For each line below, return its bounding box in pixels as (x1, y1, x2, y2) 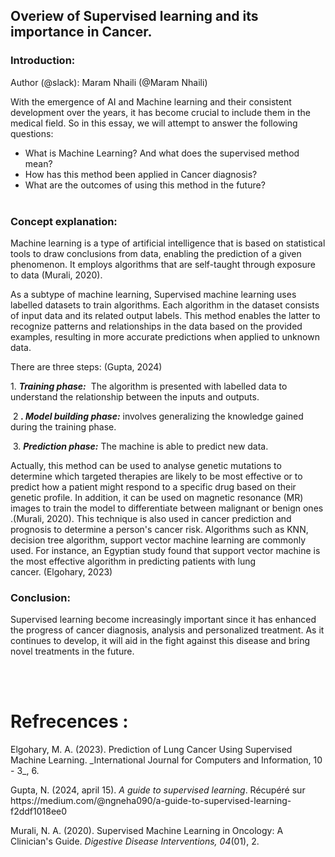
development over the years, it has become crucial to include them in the (10, 106, 311, 118)
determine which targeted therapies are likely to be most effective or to (10, 470, 303, 482)
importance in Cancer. (10, 24, 153, 41)
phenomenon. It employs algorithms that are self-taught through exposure (10, 258, 316, 270)
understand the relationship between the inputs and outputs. (10, 390, 260, 403)
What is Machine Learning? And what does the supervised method (24, 147, 300, 159)
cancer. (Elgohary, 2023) (10, 565, 113, 578)
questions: (10, 127, 54, 139)
